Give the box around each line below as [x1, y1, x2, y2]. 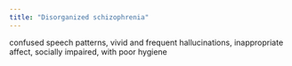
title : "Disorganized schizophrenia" [9, 12, 150, 22]
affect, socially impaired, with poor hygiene [9, 46, 167, 57]
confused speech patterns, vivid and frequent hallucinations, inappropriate [9, 37, 284, 48]
